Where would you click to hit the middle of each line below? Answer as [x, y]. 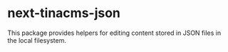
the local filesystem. [37, 40]
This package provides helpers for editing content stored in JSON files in [114, 33]
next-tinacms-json [64, 13]
